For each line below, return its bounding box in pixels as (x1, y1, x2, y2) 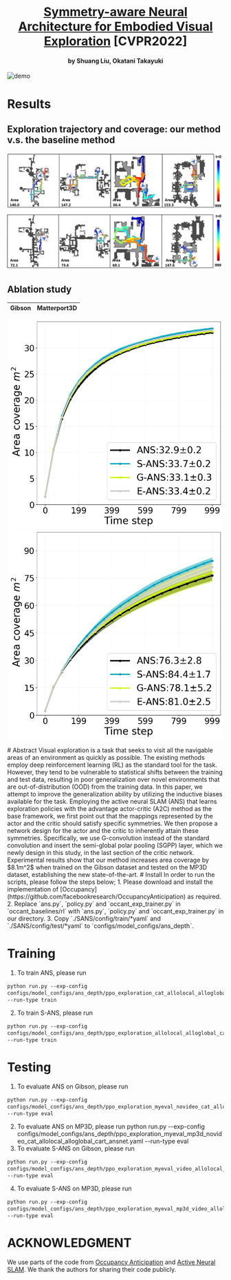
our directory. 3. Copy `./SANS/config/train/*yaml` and (7, 914, 162, 922)
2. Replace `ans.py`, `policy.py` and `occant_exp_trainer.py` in (7, 900, 181, 908)
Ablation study (7, 284, 72, 296)
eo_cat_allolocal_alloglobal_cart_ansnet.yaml (16, 1137, 144, 1145)
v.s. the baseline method (7, 134, 115, 145)
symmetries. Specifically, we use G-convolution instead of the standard (7, 834, 210, 842)
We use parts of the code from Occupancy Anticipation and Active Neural (7, 1258, 216, 1266)
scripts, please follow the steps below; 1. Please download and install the (7, 878, 213, 886)
